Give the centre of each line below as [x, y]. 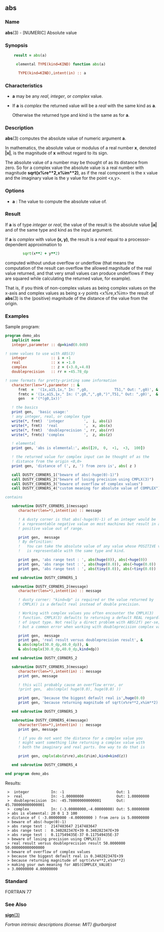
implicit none [26, 340]
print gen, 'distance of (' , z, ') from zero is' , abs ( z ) [74, 466]
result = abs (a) [31, 55]
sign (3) [13, 915]
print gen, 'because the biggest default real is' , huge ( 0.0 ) [82, 698]
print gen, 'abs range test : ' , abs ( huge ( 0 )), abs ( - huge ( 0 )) [82, 560]
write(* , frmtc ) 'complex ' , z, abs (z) [62, 435]
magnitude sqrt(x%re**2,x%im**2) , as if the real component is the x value [81, 173]
